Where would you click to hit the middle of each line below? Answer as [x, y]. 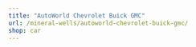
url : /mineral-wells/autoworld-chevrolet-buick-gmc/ [98, 23]
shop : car [25, 30]
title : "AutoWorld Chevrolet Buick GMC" [77, 16]
